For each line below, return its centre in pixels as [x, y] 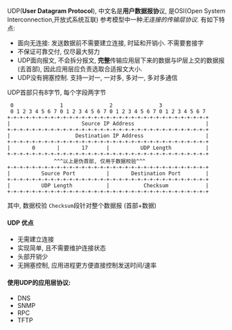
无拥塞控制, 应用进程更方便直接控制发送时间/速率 [87, 266]
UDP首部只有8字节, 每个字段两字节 [57, 92]
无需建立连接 [35, 239]
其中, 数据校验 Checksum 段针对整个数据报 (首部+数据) [82, 205]
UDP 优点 [20, 223]
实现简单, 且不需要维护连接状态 [61, 248]
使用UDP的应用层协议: [39, 282]
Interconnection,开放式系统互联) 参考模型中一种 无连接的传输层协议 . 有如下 [113, 19]
